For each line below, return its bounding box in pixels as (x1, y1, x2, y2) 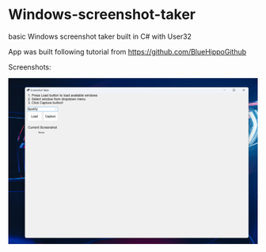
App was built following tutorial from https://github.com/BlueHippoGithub (8, 47, 247, 56)
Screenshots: (8, 62, 51, 72)
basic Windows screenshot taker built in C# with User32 (8, 32, 192, 41)
